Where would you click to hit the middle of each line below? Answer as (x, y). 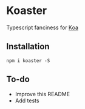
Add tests (27, 100)
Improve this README (42, 94)
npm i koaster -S (28, 61)
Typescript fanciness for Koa (42, 27)
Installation (28, 47)
